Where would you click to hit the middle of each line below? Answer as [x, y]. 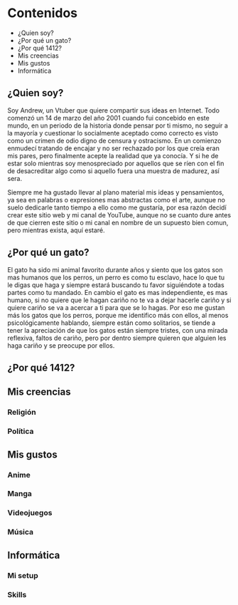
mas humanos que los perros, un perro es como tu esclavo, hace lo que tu [116, 277]
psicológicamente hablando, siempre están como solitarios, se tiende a [112, 323]
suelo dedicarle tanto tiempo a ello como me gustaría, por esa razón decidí [117, 207]
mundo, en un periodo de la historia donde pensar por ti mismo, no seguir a [118, 125]
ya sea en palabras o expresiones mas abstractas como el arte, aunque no [117, 200]
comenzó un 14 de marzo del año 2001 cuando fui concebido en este [108, 118]
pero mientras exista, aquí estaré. [56, 230]
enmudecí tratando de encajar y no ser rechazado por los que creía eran [114, 148]
